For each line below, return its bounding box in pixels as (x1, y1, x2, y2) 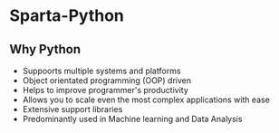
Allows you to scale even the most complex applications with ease (22, 94, 270, 105)
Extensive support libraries (22, 104, 123, 114)
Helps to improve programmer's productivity (22, 85, 188, 95)
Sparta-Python (9, 5, 125, 26)
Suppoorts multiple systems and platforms (22, 65, 181, 76)
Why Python (9, 42, 82, 57)
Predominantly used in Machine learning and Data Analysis (22, 114, 243, 124)
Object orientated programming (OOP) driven (22, 75, 192, 86)
